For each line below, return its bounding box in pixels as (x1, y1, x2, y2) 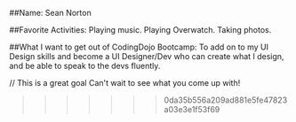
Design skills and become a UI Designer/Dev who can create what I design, (9, 51, 284, 61)
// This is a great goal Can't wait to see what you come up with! (9, 78, 241, 88)
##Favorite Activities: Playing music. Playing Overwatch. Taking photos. (9, 25, 272, 34)
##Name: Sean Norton (9, 8, 92, 18)
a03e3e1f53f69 (164, 104, 220, 114)
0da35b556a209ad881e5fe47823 (164, 95, 288, 105)
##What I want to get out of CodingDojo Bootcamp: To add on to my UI (9, 42, 269, 52)
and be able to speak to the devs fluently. (9, 61, 161, 71)
